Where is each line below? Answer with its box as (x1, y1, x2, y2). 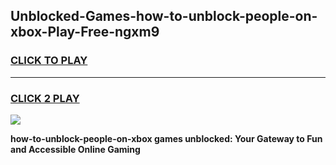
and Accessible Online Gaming (10, 143, 141, 155)
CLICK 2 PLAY (10, 91, 80, 105)
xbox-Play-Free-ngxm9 (10, 24, 160, 41)
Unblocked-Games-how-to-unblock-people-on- (10, 8, 318, 25)
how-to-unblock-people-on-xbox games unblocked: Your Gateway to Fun (10, 132, 323, 144)
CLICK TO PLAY (10, 54, 88, 68)
